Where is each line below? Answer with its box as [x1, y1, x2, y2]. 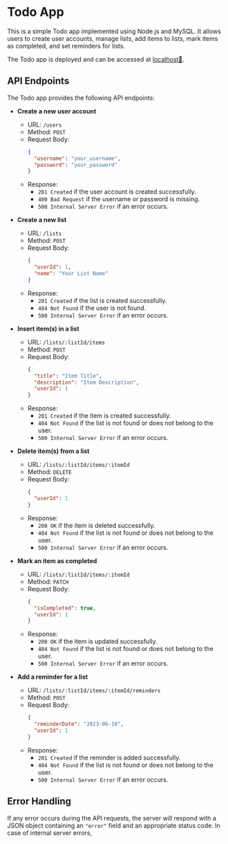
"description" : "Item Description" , [33, 378, 140, 386]
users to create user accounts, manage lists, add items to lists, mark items [7, 34, 218, 42]
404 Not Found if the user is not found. [37, 304, 146, 312]
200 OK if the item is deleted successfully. [37, 521, 155, 529]
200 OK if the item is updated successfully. [37, 637, 158, 645]
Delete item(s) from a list [17, 447, 90, 455]
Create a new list [17, 216, 67, 224]
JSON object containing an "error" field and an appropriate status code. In [7, 821, 221, 829]
